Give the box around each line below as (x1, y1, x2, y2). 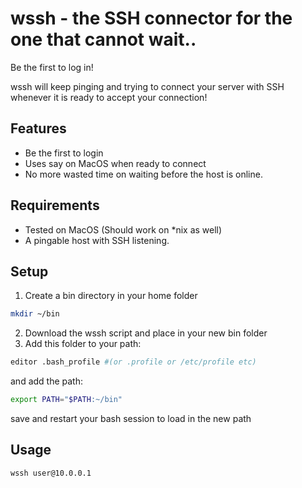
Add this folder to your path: (24, 338, 142, 350)
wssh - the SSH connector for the (10, 7, 293, 30)
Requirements (10, 197, 100, 214)
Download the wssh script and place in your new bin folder (24, 327, 268, 339)
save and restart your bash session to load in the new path (10, 413, 252, 424)
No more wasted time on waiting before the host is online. (24, 168, 263, 180)
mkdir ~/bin (10, 309, 60, 319)
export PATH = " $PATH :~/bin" (10, 395, 123, 405)
